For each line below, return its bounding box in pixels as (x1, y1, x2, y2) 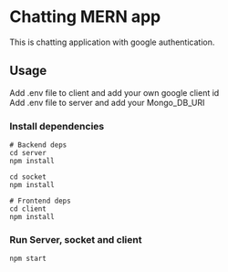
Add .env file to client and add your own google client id (9, 87, 220, 98)
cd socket (9, 173, 47, 182)
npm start (9, 254, 47, 264)
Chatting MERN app (9, 6, 161, 27)
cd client (9, 204, 47, 214)
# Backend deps (9, 141, 67, 150)
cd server (9, 149, 47, 158)
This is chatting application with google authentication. (9, 37, 215, 47)
